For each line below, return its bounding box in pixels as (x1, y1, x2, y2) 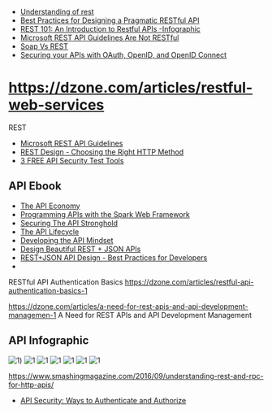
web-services (8, 96, 105, 115)
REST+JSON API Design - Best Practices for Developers (19, 252, 208, 263)
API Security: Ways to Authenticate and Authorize (19, 395, 187, 405)
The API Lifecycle (19, 227, 80, 237)
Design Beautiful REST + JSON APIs (19, 244, 141, 254)
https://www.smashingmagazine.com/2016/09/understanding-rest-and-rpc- (8, 371, 264, 380)
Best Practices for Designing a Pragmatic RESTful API (19, 15, 201, 25)
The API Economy (19, 201, 80, 211)
